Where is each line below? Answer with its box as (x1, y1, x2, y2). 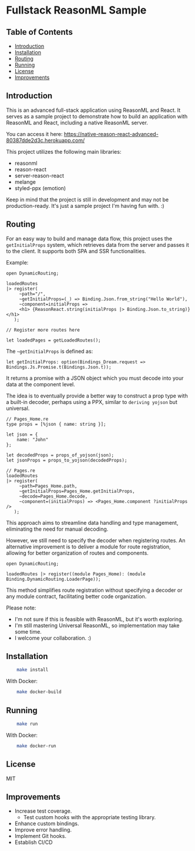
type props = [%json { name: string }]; (6, 421, 107, 427)
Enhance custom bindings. (14, 820, 79, 827)
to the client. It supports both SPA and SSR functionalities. (6, 247, 146, 254)
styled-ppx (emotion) (14, 184, 66, 191)
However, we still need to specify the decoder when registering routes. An (6, 537, 186, 544)
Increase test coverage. (14, 807, 72, 814)
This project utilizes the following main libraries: (6, 148, 122, 155)
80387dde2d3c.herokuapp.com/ (6, 137, 85, 144)
